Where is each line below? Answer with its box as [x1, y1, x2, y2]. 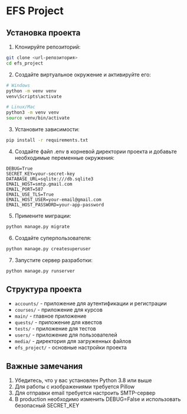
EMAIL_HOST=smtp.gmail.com [6, 181, 73, 187]
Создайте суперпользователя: [14, 234, 91, 241]
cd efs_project [6, 60, 44, 66]
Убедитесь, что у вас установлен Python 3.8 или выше [14, 377, 152, 384]
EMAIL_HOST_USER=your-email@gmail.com [6, 196, 101, 202]
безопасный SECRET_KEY [14, 402, 80, 409]
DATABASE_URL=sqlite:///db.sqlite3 [6, 176, 94, 182]
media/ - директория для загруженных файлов [14, 338, 132, 345]
